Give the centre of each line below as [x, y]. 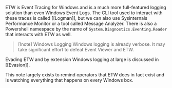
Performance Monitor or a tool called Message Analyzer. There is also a [81, 23]
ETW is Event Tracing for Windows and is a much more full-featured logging [86, 7]
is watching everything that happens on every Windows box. [69, 80]
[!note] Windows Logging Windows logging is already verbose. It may [91, 44]
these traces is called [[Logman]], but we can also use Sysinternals [77, 18]
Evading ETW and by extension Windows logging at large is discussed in [82, 60]
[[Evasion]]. [17, 65]
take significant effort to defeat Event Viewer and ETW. [76, 50]
